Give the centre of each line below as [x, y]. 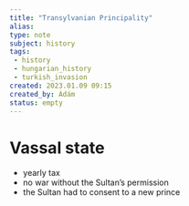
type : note [30, 35]
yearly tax [42, 173]
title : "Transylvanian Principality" [81, 18]
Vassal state [57, 148]
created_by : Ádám [42, 94]
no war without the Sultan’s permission [95, 182]
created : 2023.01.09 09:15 [61, 86]
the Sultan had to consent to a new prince [101, 192]
